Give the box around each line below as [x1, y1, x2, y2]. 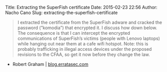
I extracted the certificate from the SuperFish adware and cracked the [17, 20, 162, 25]
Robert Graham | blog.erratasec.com [12, 61, 89, 67]
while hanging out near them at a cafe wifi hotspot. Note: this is [17, 41, 148, 47]
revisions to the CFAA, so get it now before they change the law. [17, 51, 150, 57]
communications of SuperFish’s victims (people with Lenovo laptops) [17, 35, 160, 41]
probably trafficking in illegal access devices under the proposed [17, 46, 152, 52]
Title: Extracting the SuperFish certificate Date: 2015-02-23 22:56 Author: [5, 5, 158, 10]
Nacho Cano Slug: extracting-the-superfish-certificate [5, 10, 118, 16]
